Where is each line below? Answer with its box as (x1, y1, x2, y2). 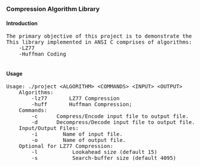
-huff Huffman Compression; (31, 101, 133, 108)
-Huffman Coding (19, 51, 67, 58)
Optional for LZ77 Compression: (19, 143, 113, 150)
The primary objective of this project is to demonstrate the (6, 33, 192, 40)
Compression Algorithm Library (6, 5, 100, 13)
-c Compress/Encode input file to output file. (31, 113, 189, 120)
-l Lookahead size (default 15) (31, 149, 158, 156)
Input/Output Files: (19, 125, 79, 132)
